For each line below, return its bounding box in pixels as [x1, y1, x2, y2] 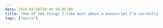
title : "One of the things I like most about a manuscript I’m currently [5, 11, 159, 16]
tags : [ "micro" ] [5, 16, 38, 20]
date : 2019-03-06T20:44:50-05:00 [5, 7, 73, 12]
